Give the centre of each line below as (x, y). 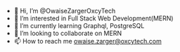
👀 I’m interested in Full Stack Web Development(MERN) (94, 18)
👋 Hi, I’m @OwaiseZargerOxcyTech (65, 11)
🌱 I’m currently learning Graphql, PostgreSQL (79, 26)
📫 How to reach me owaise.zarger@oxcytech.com (88, 41)
